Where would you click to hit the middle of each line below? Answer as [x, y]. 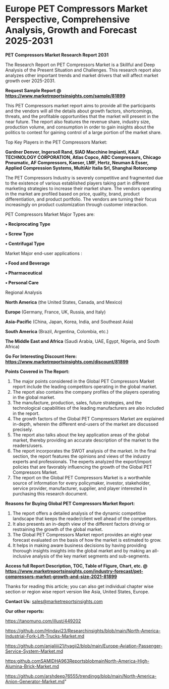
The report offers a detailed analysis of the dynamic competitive [79, 513]
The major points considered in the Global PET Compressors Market [83, 381]
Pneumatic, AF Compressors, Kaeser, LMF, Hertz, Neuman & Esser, [77, 162]
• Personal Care [22, 282]
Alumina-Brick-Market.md [32, 666]
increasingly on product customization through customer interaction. [76, 204]
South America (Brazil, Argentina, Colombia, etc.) [57, 331]
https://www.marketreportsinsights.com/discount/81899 [67, 361]
